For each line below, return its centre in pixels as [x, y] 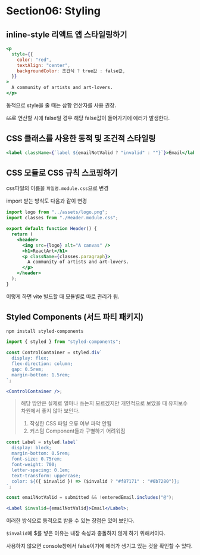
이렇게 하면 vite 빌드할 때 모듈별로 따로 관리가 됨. [63, 296]
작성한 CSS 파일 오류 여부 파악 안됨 [71, 424]
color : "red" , [34, 60]
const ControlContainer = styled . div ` [54, 353]
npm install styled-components [45, 331]
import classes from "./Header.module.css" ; [62, 218]
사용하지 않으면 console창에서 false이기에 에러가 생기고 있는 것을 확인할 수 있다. [99, 546]
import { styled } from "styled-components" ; [63, 342]
